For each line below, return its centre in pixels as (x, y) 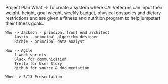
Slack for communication (40, 59)
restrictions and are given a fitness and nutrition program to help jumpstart (83, 18)
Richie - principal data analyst (50, 41)
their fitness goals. (25, 23)
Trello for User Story (38, 64)
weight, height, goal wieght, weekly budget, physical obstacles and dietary (83, 13)
